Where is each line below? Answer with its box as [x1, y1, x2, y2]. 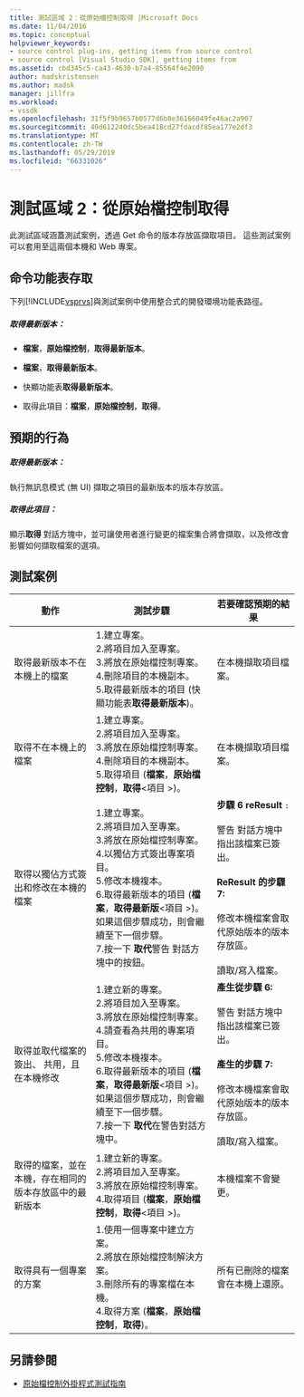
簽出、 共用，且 [14, 1058, 81, 1071]
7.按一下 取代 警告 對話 [95, 943, 191, 956]
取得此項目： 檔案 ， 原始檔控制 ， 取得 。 [22, 400, 166, 412]
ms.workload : [9, 97, 59, 107]
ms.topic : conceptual [9, 30, 91, 39]
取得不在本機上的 [14, 741, 88, 754]
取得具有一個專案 [14, 1265, 88, 1277]
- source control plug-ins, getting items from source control [9, 47, 253, 56]
